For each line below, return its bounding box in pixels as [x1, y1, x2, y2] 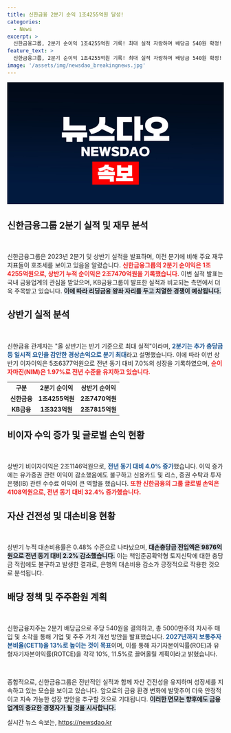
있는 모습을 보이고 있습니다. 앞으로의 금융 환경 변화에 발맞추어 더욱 [25, 686, 203, 695]
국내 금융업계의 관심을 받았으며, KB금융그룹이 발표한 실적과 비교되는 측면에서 [7, 278, 214, 287]
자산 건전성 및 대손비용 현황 [7, 510, 115, 522]
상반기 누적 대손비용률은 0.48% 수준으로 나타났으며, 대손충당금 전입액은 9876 [7, 543, 217, 551]
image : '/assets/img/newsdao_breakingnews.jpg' [7, 62, 146, 69]
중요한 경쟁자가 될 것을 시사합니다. [25, 703, 117, 712]
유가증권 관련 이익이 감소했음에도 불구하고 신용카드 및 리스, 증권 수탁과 [19, 471, 209, 479]
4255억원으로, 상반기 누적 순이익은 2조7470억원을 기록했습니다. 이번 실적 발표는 [7, 269, 223, 278]
